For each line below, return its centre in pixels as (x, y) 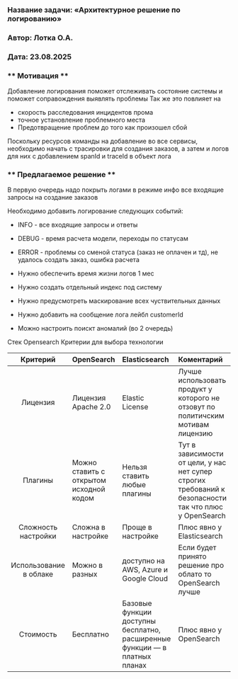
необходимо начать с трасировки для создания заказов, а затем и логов (118, 149)
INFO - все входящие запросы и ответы (78, 225)
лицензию (195, 433)
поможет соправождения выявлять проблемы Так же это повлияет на (114, 99)
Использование (38, 566)
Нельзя (135, 467)
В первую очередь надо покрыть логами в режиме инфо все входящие (116, 190)
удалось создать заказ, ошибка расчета (78, 260)
